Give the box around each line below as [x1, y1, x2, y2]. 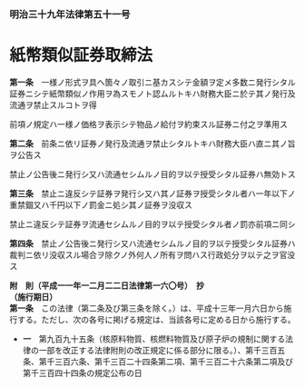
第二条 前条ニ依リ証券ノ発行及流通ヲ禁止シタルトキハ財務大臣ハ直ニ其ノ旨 [9, 138, 296, 149]
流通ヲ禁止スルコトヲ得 [9, 99, 97, 110]
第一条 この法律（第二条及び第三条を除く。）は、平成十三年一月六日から [9, 303, 284, 313]
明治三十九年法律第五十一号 [9, 7, 131, 20]
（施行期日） [9, 291, 57, 302]
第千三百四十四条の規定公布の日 [22, 367, 143, 378]
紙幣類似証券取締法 [9, 45, 153, 65]
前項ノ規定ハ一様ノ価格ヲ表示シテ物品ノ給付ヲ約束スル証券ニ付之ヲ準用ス [9, 118, 288, 129]
